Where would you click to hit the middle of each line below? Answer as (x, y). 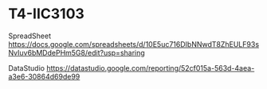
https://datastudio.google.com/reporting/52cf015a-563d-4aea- (151, 68)
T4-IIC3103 (47, 14)
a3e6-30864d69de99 (44, 76)
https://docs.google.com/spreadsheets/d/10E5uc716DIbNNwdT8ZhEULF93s (134, 44)
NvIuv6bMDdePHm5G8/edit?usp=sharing (77, 52)
